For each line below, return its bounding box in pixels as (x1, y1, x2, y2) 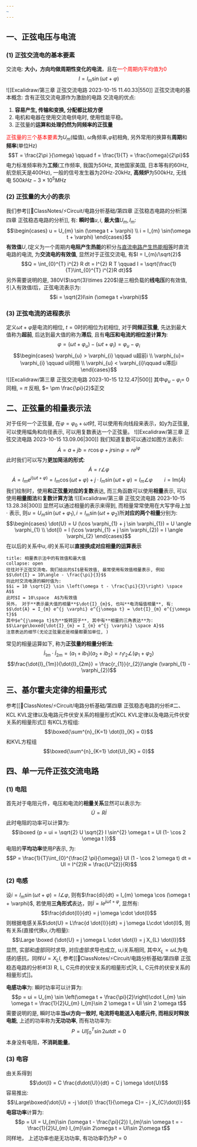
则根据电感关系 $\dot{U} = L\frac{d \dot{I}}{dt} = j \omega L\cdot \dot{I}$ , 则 (6, 919, 191, 927)
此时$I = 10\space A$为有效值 (6, 595, 78, 601)
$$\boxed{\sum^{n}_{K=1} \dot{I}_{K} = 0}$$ (44, 728, 153, 735)
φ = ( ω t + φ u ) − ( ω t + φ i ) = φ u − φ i (57, 340, 141, 349)
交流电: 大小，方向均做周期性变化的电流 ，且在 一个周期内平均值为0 (6, 65, 167, 72)
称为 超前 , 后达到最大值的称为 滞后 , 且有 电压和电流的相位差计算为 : (11, 331, 169, 338)
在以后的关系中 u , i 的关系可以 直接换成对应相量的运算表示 (6, 543, 142, 550)
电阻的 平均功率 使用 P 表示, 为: (6, 845, 76, 852)
